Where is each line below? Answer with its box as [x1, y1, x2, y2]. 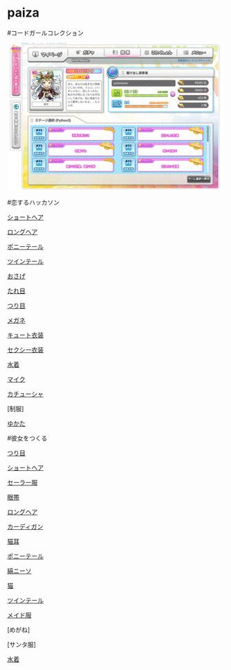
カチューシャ [7, 390, 44, 398]
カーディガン [7, 522, 44, 531]
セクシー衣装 [7, 345, 44, 354]
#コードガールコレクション [7, 28, 84, 37]
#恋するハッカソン [7, 198, 60, 206]
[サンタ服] [7, 640, 37, 648]
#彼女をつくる [7, 433, 48, 442]
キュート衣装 [7, 331, 44, 339]
